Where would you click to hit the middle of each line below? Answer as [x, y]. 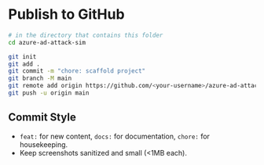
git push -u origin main [49, 93]
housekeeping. [44, 144]
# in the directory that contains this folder [86, 35]
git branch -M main [40, 79]
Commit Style [42, 118]
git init [22, 56]
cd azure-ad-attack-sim [47, 42]
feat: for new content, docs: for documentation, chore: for [115, 136]
